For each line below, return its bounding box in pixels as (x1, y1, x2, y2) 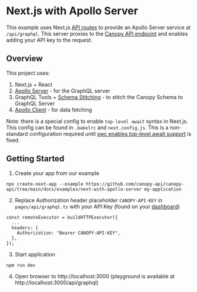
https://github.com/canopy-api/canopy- (85, 181, 185, 187)
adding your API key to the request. (6, 36, 93, 43)
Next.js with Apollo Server (6, 4, 138, 18)
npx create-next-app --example (6, 181, 84, 187)
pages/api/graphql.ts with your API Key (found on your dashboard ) (14, 203, 180, 210)
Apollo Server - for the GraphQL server (14, 87, 110, 94)
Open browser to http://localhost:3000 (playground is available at (14, 272, 175, 280)
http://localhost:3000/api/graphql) (14, 279, 99, 286)
